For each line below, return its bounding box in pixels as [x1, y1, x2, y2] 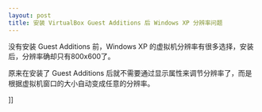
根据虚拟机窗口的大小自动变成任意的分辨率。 [8, 78, 155, 88]
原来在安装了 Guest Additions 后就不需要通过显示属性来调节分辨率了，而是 [8, 68, 252, 77]
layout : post [8, 11, 52, 20]
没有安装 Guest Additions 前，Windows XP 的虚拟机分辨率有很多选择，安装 [8, 41, 254, 51]
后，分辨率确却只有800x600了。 [8, 51, 115, 61]
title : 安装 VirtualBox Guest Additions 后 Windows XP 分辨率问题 [8, 19, 223, 27]
